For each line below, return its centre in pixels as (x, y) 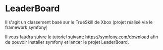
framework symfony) (27, 27)
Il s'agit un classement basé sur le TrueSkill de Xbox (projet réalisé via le (79, 22)
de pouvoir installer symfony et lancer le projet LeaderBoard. (67, 42)
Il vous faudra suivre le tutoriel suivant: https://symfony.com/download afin (82, 37)
